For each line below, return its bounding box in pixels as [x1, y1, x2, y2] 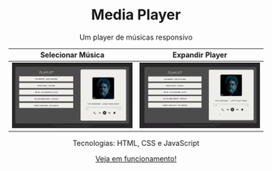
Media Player [91, 6, 181, 24]
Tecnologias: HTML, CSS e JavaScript [72, 139, 200, 148]
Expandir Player [172, 50, 227, 60]
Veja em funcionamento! [96, 154, 176, 164]
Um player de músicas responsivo [79, 32, 193, 42]
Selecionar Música [40, 50, 105, 60]
